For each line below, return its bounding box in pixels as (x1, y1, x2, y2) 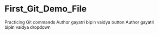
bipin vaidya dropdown (4, 24, 51, 30)
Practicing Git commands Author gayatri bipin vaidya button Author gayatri (4, 19, 155, 25)
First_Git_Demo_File (4, 3, 87, 14)
